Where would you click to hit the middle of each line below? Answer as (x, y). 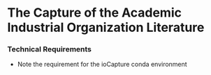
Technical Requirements (50, 49)
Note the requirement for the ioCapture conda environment (102, 65)
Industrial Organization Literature (106, 27)
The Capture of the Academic (94, 13)
